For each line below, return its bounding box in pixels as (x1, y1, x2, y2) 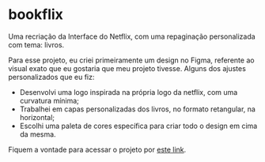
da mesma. (19, 129, 57, 139)
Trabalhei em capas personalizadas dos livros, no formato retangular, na (19, 104, 256, 114)
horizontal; (19, 112, 55, 122)
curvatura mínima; (19, 96, 79, 105)
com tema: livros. (8, 40, 65, 49)
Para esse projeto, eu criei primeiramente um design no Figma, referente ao (8, 55, 255, 65)
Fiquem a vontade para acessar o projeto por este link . (8, 145, 187, 154)
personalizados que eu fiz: (8, 72, 95, 81)
